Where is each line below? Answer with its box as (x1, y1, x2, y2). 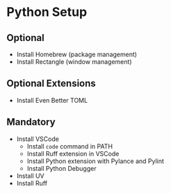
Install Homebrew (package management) (16, 50, 137, 58)
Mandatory (6, 116, 56, 128)
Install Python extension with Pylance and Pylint (26, 157, 165, 165)
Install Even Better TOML (16, 96, 88, 104)
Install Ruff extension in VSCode (26, 149, 120, 158)
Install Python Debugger (26, 164, 97, 172)
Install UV (16, 171, 44, 180)
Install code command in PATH (26, 142, 113, 150)
